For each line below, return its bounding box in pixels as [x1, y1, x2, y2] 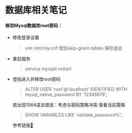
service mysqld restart [25, 66, 72, 72]
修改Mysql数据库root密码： [5, 22, 63, 28]
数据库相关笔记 [5, 5, 67, 16]
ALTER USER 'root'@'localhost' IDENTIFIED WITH [25, 86, 127, 92]
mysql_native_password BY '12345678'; [25, 91, 108, 98]
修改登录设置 [12, 35, 39, 41]
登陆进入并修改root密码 [12, 76, 61, 82]
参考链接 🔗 [12, 122, 34, 128]
